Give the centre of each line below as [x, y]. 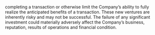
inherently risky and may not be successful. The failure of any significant [77, 17]
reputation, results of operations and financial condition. [61, 27]
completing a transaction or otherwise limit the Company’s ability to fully [77, 7]
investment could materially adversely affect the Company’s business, [75, 22]
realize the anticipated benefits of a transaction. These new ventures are [77, 12]
